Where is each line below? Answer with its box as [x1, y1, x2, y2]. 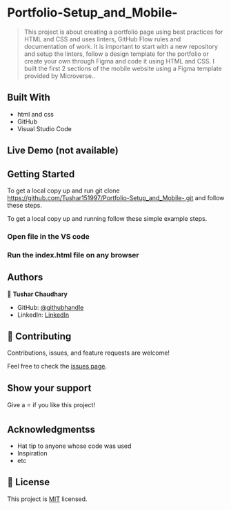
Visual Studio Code [17, 124, 72, 133]
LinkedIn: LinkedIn [17, 311, 70, 319]
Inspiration [17, 449, 48, 458]
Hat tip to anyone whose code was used [17, 442, 132, 450]
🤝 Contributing [7, 331, 72, 342]
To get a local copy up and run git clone [7, 186, 120, 195]
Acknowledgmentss [7, 423, 95, 435]
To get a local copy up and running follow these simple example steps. [7, 214, 208, 222]
